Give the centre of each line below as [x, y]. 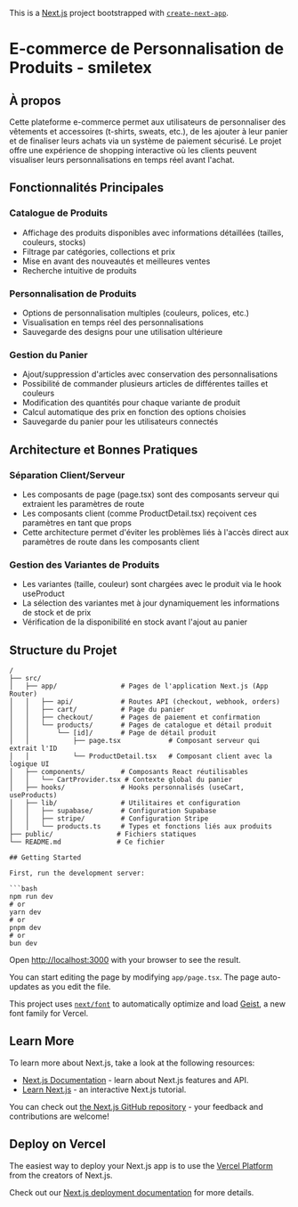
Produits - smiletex [81, 68]
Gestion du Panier [48, 355]
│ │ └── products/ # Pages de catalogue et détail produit [141, 725]
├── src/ [25, 679]
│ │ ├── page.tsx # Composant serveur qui [135, 741]
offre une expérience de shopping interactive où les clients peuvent [133, 150]
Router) [24, 694]
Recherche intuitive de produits [79, 270]
